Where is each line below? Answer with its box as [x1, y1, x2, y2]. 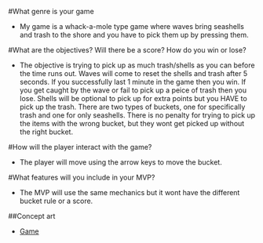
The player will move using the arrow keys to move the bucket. [19, 158, 222, 167]
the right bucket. [19, 127, 73, 136]
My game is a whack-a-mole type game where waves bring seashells [19, 22, 245, 31]
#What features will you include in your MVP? [8, 172, 155, 182]
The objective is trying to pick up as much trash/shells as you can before [19, 60, 255, 70]
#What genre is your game [8, 7, 94, 16]
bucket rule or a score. [19, 196, 93, 205]
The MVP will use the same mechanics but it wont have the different [19, 188, 240, 197]
